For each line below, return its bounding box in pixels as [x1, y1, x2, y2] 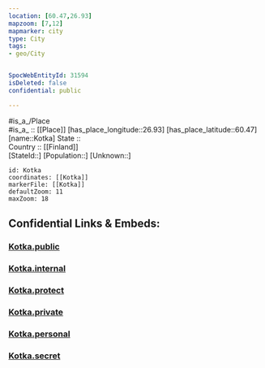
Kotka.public [8, 240, 60, 252]
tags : [8, 42, 27, 50]
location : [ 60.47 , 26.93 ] [8, 11, 92, 20]
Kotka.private [8, 306, 63, 318]
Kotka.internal [8, 262, 66, 274]
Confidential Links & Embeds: [8, 217, 160, 231]
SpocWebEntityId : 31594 [8, 71, 89, 80]
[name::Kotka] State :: [8, 133, 81, 143]
